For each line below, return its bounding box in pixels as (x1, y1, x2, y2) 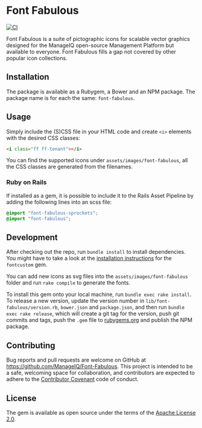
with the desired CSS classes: (6, 134, 80, 142)
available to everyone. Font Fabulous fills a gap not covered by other (6, 48, 177, 55)
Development (6, 232, 58, 242)
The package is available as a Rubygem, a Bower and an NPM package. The (6, 88, 195, 95)
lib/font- (145, 298, 171, 304)
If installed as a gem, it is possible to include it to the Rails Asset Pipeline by (6, 192, 194, 199)
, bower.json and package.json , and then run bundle (57, 304, 185, 311)
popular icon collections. (6, 54, 68, 61)
